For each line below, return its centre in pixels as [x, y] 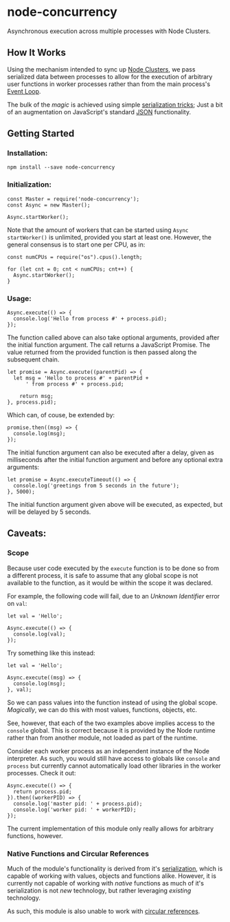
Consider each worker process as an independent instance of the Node [108, 751]
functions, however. [35, 836]
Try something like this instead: [51, 653]
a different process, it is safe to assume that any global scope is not [103, 575]
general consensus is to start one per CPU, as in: [76, 244]
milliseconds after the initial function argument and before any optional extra [115, 460]
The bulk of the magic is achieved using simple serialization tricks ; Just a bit [115, 105]
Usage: [20, 298]
